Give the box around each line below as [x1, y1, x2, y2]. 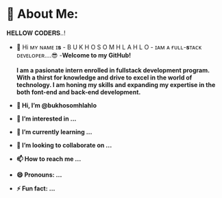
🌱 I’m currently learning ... [16, 127, 92, 136]
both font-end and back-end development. [16, 88, 141, 96]
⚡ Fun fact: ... [16, 184, 56, 193]
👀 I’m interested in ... [16, 114, 77, 123]
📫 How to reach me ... [16, 154, 82, 163]
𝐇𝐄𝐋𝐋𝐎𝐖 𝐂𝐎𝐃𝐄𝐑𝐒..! [6, 29, 66, 37]
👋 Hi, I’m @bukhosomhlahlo [16, 101, 97, 109]
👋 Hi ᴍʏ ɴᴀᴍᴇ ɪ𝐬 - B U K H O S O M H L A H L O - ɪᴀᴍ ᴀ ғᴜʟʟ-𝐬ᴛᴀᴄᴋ [16, 42, 202, 51]
